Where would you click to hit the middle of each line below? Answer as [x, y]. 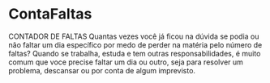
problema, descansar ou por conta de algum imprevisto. [102, 70]
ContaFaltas [50, 14]
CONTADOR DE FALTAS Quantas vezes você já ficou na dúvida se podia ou [134, 36]
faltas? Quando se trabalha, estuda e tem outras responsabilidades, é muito [135, 53]
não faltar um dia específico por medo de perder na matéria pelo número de [135, 44]
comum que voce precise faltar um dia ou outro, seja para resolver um [126, 62]
